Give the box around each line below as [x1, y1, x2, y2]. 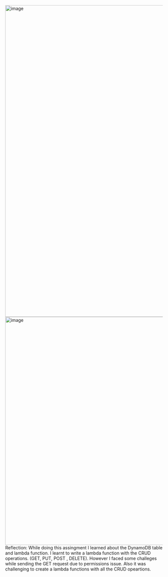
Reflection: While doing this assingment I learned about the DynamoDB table [5, 545, 162, 550]
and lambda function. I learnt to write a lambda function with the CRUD [5, 550, 151, 556]
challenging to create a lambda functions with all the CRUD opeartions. [5, 566, 151, 572]
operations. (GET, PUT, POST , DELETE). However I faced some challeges [5, 555, 157, 561]
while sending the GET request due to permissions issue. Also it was [5, 561, 146, 566]
